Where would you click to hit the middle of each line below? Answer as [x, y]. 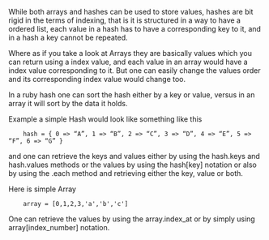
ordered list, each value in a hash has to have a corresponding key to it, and [135, 29]
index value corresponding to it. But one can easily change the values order [134, 71]
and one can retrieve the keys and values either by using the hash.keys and [134, 156]
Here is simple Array [43, 189]
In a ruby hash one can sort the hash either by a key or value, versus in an [132, 95]
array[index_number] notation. [59, 227]
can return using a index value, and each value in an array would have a [128, 62]
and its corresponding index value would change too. [97, 79]
